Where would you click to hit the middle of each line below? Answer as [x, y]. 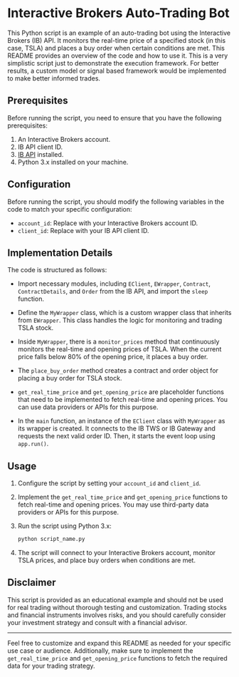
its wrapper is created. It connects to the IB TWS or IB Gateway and [116, 428]
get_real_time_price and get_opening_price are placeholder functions [121, 392]
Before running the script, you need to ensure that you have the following [115, 118]
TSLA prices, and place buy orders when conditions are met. [106, 560]
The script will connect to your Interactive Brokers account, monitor [116, 553]
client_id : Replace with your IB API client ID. [83, 230]
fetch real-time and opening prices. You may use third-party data [113, 505]
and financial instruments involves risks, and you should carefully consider [117, 615]
